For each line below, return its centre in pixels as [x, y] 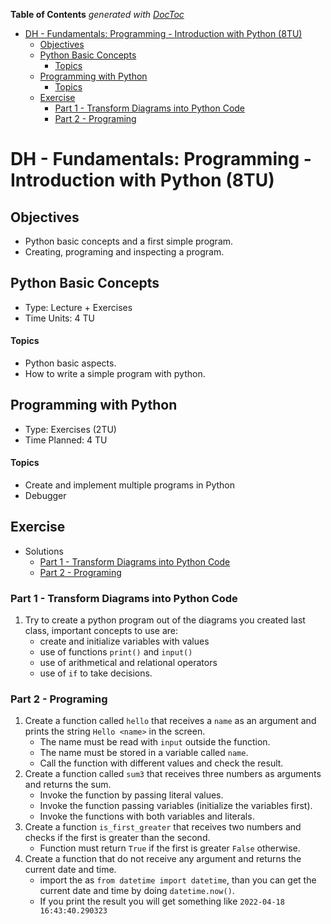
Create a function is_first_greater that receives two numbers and [163, 827]
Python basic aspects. [70, 363]
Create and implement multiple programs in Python [130, 485]
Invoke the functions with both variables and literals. [147, 816]
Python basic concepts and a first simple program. [129, 241]
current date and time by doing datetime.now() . [137, 891]
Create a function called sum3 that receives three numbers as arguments [173, 774]
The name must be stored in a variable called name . [144, 753]
